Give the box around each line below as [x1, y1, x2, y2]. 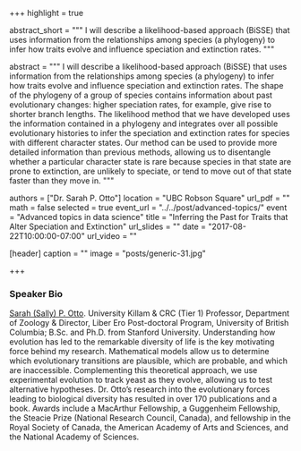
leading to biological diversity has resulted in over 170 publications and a [9, 394, 278, 404]
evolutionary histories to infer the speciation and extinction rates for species [9, 128, 290, 138]
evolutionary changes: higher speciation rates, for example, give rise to [9, 99, 271, 110]
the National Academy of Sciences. [9, 431, 140, 442]
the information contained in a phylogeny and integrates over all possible [9, 118, 279, 129]
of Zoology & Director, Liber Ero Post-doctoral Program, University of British [9, 318, 289, 328]
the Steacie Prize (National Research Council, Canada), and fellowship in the [9, 413, 291, 423]
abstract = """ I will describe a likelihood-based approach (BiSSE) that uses [9, 62, 288, 72]
